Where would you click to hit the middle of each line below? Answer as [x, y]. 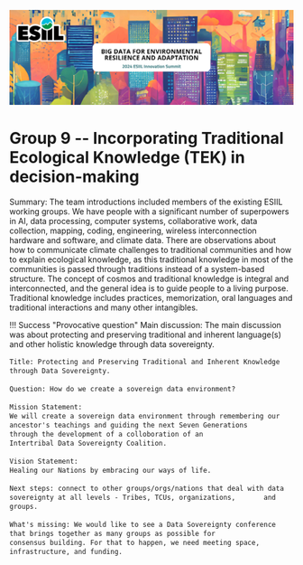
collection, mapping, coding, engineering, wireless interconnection [133, 231]
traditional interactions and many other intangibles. [104, 307]
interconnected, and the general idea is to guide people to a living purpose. [149, 288]
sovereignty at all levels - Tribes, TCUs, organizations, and [143, 497]
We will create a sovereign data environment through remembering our [145, 416]
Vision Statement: [44, 461]
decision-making [74, 177]
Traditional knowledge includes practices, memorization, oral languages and [151, 297]
